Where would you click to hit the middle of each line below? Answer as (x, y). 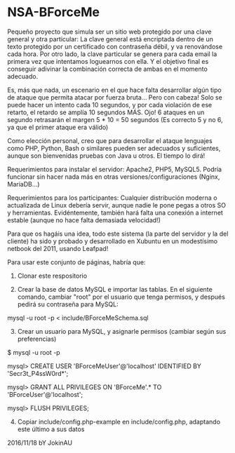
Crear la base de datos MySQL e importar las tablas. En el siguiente (115, 289)
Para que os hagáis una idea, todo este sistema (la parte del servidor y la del (118, 234)
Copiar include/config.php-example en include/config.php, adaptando (119, 421)
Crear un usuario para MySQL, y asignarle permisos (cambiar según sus (122, 331)
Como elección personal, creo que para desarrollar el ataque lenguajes (110, 140)
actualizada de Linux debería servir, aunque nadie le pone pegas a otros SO (117, 205)
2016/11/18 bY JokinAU (40, 442)
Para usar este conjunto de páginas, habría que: (76, 262)
